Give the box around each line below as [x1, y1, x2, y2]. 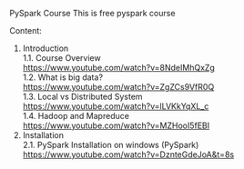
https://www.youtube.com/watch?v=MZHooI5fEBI [22, 120, 210, 131]
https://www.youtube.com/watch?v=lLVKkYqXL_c [22, 101, 209, 112]
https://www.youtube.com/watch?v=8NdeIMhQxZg [22, 63, 216, 73]
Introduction [22, 43, 69, 54]
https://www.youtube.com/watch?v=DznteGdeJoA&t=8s [22, 149, 235, 160]
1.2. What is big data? [22, 72, 103, 83]
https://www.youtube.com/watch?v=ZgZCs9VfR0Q [22, 82, 215, 92]
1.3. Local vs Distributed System [22, 91, 143, 102]
